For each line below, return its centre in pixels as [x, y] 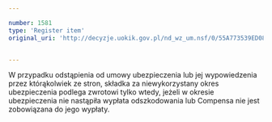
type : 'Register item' [47, 30]
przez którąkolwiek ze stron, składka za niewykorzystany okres [114, 84]
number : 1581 [30, 23]
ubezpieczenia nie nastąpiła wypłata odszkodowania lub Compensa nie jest [134, 101]
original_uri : [32, 38]
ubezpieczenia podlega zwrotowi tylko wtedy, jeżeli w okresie [111, 92]
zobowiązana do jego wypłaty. [59, 109]
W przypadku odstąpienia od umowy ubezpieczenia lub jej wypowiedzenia [133, 75]
